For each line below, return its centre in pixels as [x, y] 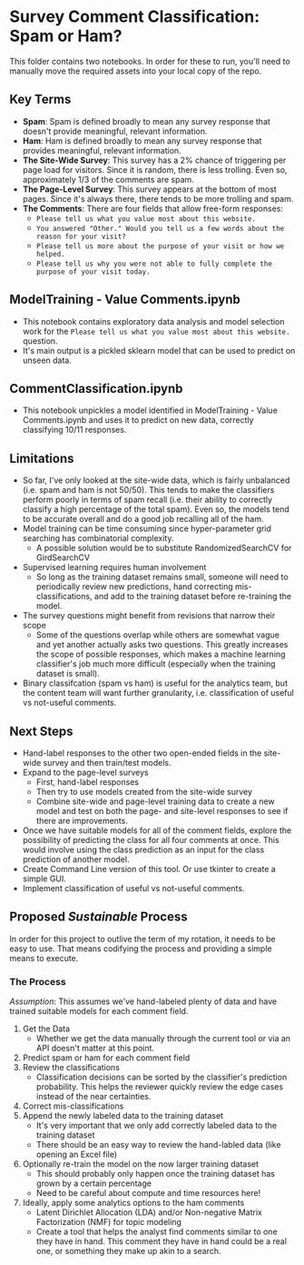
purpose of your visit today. [93, 271]
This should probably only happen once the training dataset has [155, 1174]
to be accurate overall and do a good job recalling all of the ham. [143, 519]
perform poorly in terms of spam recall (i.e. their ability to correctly [147, 500]
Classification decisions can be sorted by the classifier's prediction [162, 1077]
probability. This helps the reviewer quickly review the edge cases [160, 1087]
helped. [50, 254]
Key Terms [40, 100]
